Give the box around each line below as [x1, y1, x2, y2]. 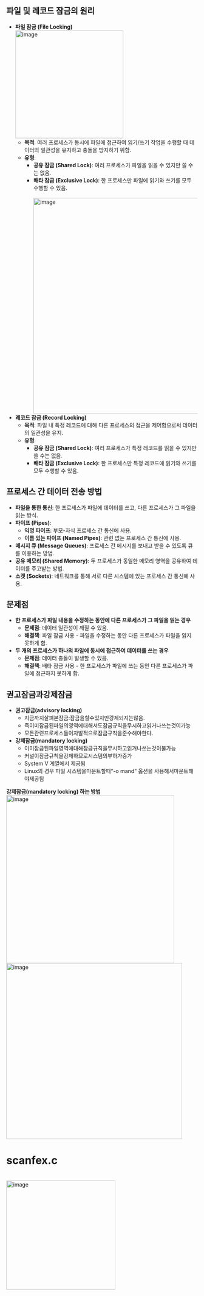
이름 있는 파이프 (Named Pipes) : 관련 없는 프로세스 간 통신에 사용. [24, 534, 182, 541]
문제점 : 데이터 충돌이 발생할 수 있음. [24, 654, 109, 662]
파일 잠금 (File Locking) [15, 23, 73, 30]
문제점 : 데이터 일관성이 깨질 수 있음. [24, 624, 109, 631]
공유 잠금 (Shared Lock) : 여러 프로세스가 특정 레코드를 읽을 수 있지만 [33, 444, 197, 451]
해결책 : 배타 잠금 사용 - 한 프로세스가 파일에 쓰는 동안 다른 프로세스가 [24, 662, 187, 670]
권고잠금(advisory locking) [15, 707, 83, 714]
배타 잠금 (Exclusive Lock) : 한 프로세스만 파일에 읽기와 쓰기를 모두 [33, 176, 192, 184]
